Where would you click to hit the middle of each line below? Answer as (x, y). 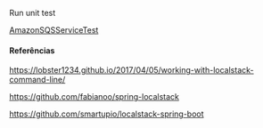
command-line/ (37, 80)
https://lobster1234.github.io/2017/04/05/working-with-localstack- (131, 70)
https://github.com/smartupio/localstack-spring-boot (107, 114)
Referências (32, 50)
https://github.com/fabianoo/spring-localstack (95, 97)
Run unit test (33, 13)
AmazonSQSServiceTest (54, 30)
